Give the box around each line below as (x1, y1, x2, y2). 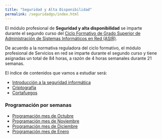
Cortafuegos (12, 90, 38, 96)
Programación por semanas (5, 102, 72, 109)
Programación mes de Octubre (12, 113, 74, 119)
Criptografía (12, 84, 36, 90)
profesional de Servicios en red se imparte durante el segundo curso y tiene (5, 50, 157, 56)
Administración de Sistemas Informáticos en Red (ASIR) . (5, 35, 117, 41)
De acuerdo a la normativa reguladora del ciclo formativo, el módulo (5, 45, 141, 51)
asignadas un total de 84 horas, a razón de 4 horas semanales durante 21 (5, 55, 152, 61)
